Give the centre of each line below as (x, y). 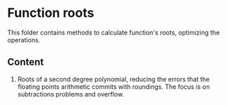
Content (26, 62)
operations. (24, 39)
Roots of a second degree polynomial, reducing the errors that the (114, 79)
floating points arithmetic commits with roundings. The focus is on (114, 87)
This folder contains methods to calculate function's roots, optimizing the (114, 32)
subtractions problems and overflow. (71, 94)
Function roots (51, 13)
